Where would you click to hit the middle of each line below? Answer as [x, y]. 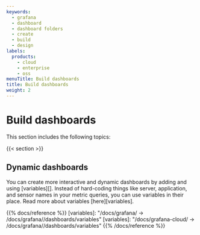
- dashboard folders [37, 29]
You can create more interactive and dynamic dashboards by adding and [96, 182]
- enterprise [33, 68]
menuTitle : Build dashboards [43, 79]
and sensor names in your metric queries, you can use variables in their [95, 195]
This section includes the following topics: [58, 137]
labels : [16, 51]
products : [24, 57]
